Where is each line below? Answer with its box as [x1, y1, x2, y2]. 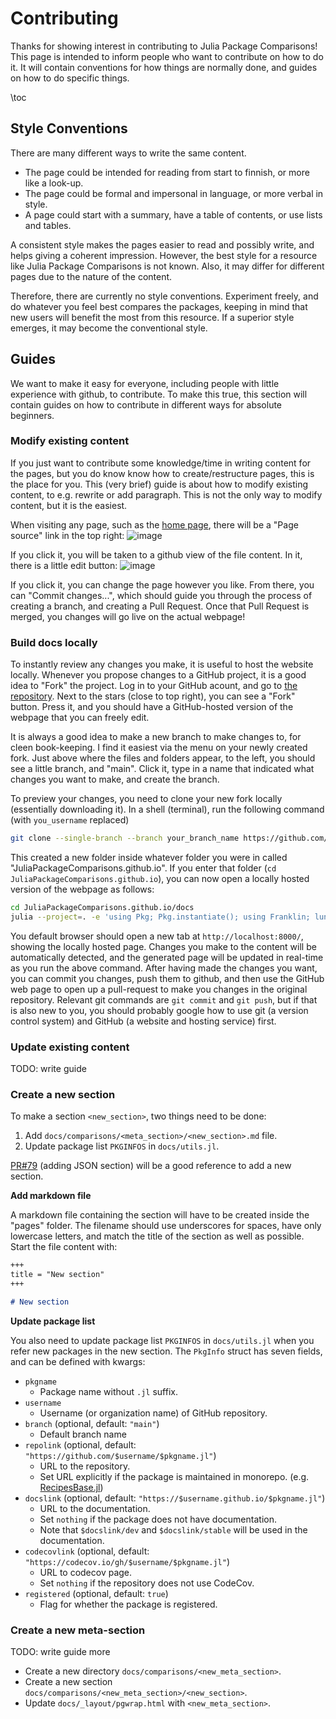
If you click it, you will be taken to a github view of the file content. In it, [10, 548, 303, 561]
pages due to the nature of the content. [10, 270, 173, 282]
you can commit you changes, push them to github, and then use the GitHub [10, 972, 325, 984]
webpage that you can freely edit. [10, 712, 150, 724]
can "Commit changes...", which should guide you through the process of [10, 589, 313, 601]
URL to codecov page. [39, 1566, 133, 1578]
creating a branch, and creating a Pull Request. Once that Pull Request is [10, 600, 310, 612]
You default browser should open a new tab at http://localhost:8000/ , [10, 930, 304, 942]
